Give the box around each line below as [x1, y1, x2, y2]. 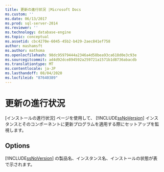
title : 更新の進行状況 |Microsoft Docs [5, 7, 81, 12]
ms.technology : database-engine [5, 30, 71, 35]
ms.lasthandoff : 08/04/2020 [5, 71, 63, 76]
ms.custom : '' [5, 12, 34, 17]
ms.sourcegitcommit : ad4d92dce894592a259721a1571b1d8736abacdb [5, 57, 137, 62]
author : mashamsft [5, 43, 43, 48]
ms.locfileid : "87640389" [5, 75, 58, 80]
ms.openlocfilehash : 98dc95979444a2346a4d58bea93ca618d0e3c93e [5, 52, 137, 58]
